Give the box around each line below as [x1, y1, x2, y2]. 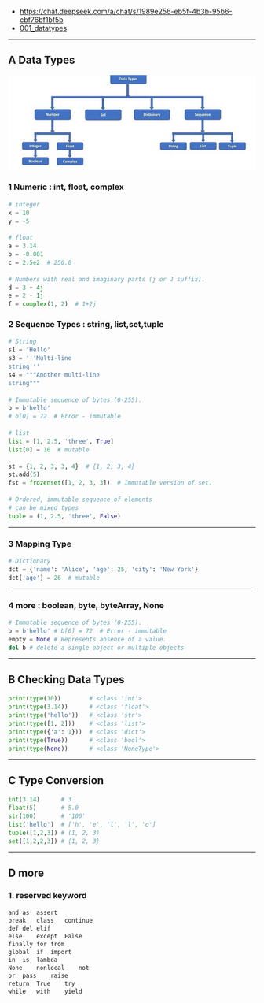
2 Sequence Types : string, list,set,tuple [8, 319, 164, 330]
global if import [8, 949, 72, 957]
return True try [8, 980, 76, 988]
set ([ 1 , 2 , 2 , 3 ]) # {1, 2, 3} [8, 837, 101, 845]
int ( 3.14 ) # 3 [8, 796, 72, 804]
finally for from [8, 941, 65, 949]
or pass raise [8, 972, 68, 980]
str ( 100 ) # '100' [8, 812, 86, 820]
